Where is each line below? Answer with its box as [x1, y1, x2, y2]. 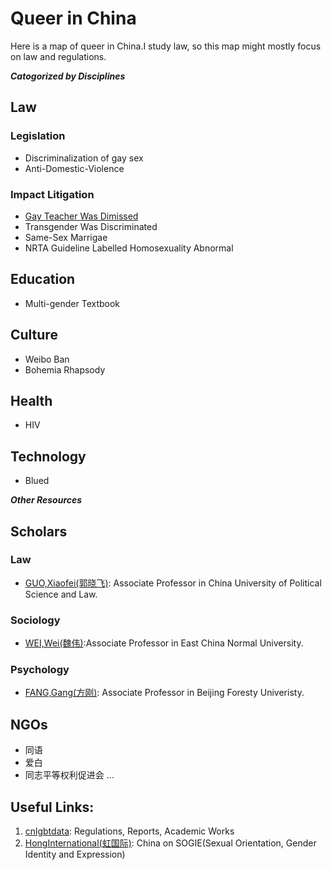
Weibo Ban [24, 353, 70, 365]
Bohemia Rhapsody [24, 363, 106, 376]
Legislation [10, 129, 66, 143]
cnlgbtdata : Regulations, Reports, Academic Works [24, 825, 235, 837]
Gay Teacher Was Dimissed [24, 210, 139, 222]
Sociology [10, 613, 61, 627]
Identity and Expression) [24, 848, 126, 861]
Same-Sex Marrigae [24, 231, 108, 243]
